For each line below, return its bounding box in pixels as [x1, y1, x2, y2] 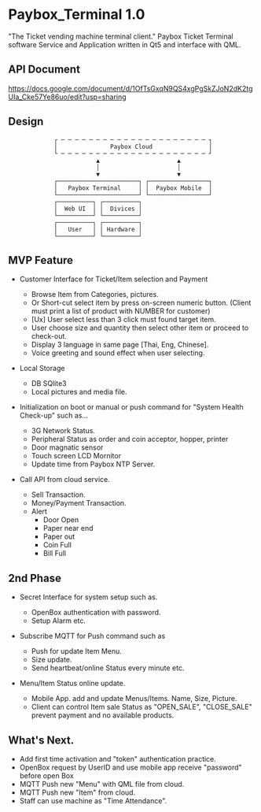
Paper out [42, 532, 75, 541]
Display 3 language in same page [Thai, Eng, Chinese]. [31, 340, 209, 350]
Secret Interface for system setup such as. [19, 592, 158, 602]
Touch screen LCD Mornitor [31, 451, 122, 461]
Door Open [42, 515, 79, 525]
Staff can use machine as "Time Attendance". [19, 796, 167, 805]
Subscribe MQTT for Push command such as [19, 632, 166, 641]
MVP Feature [8, 254, 73, 267]
